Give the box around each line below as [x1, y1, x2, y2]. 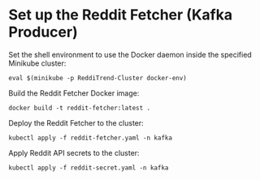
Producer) [8, 23, 79, 41]
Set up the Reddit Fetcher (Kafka [8, 6, 233, 24]
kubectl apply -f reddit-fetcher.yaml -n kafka [8, 134, 173, 142]
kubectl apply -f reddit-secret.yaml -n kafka [8, 164, 169, 172]
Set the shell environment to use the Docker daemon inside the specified [8, 49, 252, 59]
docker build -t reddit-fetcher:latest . [8, 104, 151, 112]
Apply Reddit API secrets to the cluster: [8, 148, 140, 157]
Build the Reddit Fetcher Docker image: [8, 88, 140, 98]
